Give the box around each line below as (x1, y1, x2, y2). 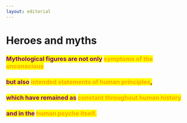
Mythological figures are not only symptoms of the (6, 54, 153, 63)
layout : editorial (6, 8, 51, 15)
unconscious (6, 62, 44, 70)
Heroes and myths (6, 33, 98, 47)
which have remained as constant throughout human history (6, 93, 182, 101)
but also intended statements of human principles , (6, 77, 153, 86)
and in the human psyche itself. (6, 109, 98, 117)
